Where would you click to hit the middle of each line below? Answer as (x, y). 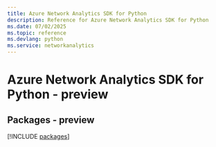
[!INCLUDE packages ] (38, 136)
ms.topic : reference (37, 33)
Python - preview (58, 95)
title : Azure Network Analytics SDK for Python (77, 13)
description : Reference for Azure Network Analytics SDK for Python (108, 20)
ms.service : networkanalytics (51, 46)
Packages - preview (51, 120)
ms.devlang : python (35, 39)
